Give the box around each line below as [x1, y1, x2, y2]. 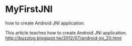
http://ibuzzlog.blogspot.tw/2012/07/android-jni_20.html [5, 35, 122, 41]
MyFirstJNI [5, 3, 53, 15]
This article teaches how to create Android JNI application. [5, 29, 127, 35]
